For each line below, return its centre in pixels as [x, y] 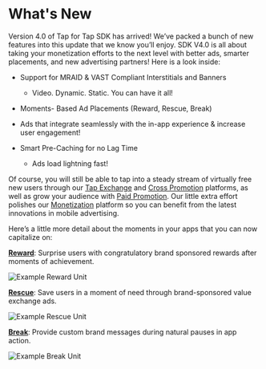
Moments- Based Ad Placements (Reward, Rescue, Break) [116, 108]
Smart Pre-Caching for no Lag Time [79, 148]
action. [20, 340]
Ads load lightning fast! [70, 163]
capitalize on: [30, 237]
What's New [50, 14]
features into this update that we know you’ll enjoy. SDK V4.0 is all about [127, 44]
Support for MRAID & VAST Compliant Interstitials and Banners [123, 77]
